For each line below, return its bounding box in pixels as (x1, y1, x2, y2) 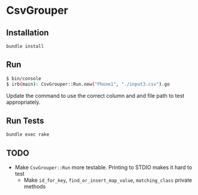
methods (23, 183, 46, 190)
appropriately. (6, 98, 41, 106)
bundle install (6, 43, 44, 49)
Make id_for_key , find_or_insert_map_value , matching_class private (23, 176, 193, 184)
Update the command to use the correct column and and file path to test (6, 92, 185, 99)
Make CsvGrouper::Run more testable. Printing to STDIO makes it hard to (14, 164, 193, 171)
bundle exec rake (6, 131, 50, 138)
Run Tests (6, 115, 44, 126)
